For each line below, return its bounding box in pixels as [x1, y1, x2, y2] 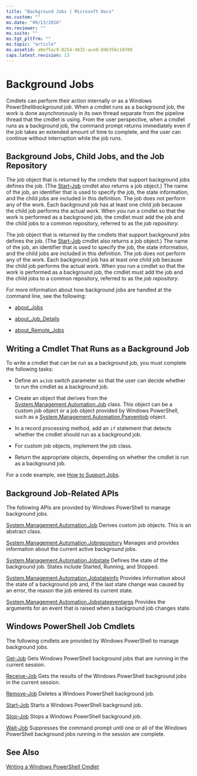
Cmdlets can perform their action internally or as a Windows [6, 97, 152, 104]
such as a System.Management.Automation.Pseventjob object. [14, 414, 167, 421]
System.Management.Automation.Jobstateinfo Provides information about [6, 575, 186, 582]
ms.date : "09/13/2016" [6, 19, 62, 25]
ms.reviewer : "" [6, 25, 46, 31]
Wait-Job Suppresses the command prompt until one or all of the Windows [6, 724, 187, 731]
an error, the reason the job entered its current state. [6, 587, 133, 594]
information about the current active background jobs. [6, 546, 137, 552]
